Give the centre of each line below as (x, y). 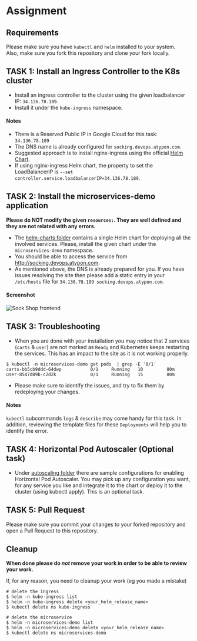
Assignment (36, 11)
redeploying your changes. (47, 392)
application (27, 206)
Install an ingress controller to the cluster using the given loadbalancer (100, 95)
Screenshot (21, 295)
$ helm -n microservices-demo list (50, 623)
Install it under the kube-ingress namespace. (69, 107)
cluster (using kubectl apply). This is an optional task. (79, 491)
